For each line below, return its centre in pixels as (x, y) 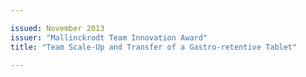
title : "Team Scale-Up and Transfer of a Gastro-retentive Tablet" (154, 47)
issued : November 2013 (57, 28)
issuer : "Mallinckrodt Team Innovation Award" (109, 37)
